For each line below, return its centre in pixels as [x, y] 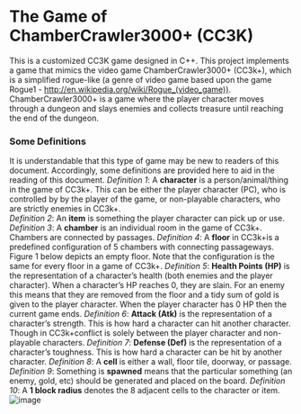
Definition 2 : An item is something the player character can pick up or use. [147, 219]
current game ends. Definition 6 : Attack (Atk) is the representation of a [141, 314]
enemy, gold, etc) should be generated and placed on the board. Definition [147, 381]
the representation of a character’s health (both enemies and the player [142, 275]
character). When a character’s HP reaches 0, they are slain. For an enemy [147, 285]
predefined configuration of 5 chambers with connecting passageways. [142, 247]
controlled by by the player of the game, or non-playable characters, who [145, 199]
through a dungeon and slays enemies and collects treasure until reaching [146, 108]
